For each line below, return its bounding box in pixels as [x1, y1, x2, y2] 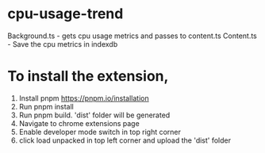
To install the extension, [7, 67, 169, 86]
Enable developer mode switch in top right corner [18, 127, 182, 136]
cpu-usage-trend [7, 5, 124, 23]
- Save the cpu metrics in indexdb [7, 39, 118, 48]
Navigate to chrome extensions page [18, 118, 140, 128]
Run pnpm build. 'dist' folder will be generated [18, 110, 171, 120]
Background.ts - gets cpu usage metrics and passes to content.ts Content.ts [7, 31, 257, 40]
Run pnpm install [18, 101, 75, 111]
